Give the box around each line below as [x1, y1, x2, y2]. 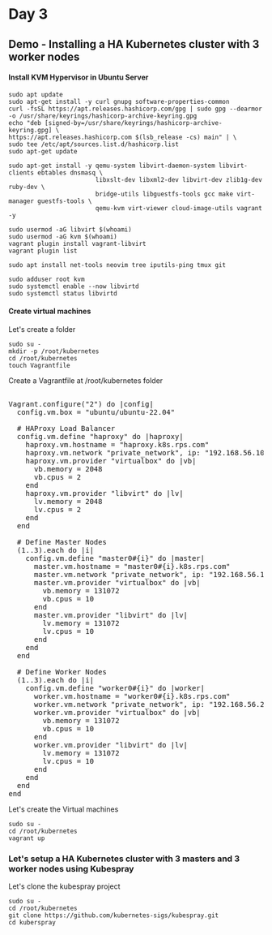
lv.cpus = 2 [33, 505, 82, 514]
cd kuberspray [8, 919, 57, 927]
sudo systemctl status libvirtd [8, 289, 117, 297]
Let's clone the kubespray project [8, 881, 121, 891]
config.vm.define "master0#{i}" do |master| [25, 554, 205, 562]
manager [8, 196, 35, 205]
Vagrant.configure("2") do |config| [8, 399, 154, 408]
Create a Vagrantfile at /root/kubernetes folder [8, 375, 164, 386]
